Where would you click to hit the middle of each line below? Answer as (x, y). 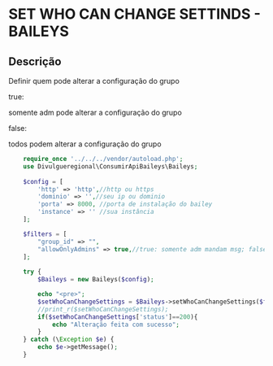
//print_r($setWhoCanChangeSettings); (103, 309)
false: (17, 128)
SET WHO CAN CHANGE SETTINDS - (135, 14)
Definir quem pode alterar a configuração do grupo (94, 81)
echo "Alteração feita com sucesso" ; (116, 325)
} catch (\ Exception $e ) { (69, 340)
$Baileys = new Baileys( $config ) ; (96, 280)
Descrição (35, 61)
